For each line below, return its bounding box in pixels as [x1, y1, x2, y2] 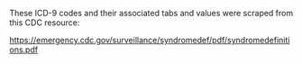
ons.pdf [9, 44, 39, 55]
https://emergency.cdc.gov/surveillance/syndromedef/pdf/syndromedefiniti [9, 35, 290, 45]
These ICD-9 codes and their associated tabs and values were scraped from [9, 8, 294, 18]
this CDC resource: [9, 17, 80, 28]
